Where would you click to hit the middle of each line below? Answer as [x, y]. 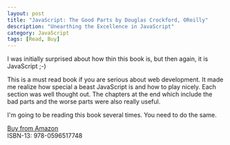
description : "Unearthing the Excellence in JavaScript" [91, 26]
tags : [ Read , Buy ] [33, 39]
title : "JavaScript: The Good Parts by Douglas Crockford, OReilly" [108, 20]
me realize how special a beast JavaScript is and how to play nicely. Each [112, 87]
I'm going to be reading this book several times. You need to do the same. [112, 115]
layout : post [26, 13]
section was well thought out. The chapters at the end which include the [110, 95]
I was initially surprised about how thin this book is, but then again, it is [108, 59]
